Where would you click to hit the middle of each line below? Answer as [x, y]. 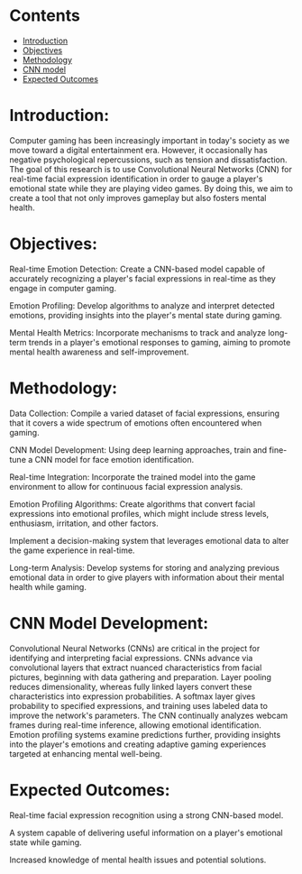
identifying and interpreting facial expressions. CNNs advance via [131, 658]
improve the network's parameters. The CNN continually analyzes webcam [149, 715]
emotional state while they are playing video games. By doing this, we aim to [151, 188]
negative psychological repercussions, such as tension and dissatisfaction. [148, 160]
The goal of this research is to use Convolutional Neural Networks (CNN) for [151, 169]
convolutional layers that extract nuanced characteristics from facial [136, 667]
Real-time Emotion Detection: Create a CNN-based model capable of [137, 269]
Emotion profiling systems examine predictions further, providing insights [145, 734]
